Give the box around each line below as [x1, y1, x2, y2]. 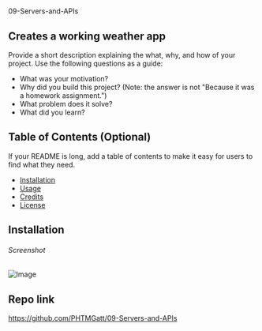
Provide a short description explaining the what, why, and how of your [8, 51, 236, 59]
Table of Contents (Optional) [8, 130, 152, 144]
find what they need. [8, 160, 76, 169]
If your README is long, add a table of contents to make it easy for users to [8, 151, 253, 160]
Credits [19, 192, 44, 201]
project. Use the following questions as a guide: [8, 58, 163, 68]
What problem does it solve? [19, 100, 113, 108]
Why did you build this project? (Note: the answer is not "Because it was [19, 82, 255, 92]
